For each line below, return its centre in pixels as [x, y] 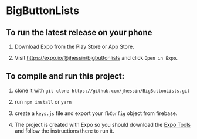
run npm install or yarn [43, 101]
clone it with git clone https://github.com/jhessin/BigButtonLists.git [102, 90]
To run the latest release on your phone [79, 33]
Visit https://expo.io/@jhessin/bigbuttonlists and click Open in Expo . [96, 58]
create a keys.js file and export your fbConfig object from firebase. [96, 113]
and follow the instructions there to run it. [64, 131]
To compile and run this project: [65, 77]
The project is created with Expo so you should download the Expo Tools [103, 124]
